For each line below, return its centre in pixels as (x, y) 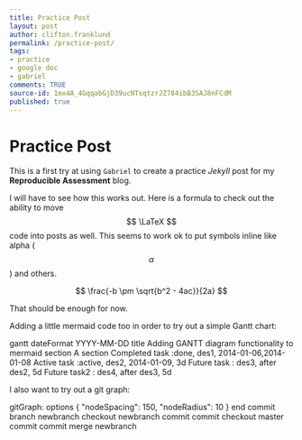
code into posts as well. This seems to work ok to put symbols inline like (143, 236)
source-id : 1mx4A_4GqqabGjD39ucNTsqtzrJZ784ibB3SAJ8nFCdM (120, 93)
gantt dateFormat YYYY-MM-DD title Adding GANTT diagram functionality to (151, 344)
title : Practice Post (50, 18)
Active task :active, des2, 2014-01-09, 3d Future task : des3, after (155, 362)
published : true (40, 101)
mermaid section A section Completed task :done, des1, (113, 353)
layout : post (34, 26)
